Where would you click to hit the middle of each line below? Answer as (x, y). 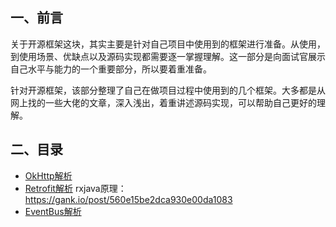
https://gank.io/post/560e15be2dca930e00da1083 (128, 199)
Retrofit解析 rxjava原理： (75, 188)
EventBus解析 (53, 211)
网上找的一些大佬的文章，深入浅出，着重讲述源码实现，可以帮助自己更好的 (163, 102)
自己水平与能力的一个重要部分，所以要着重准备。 (111, 69)
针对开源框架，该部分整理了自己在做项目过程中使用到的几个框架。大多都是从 (168, 90)
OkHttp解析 (48, 175)
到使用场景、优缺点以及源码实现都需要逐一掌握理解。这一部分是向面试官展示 (168, 56)
